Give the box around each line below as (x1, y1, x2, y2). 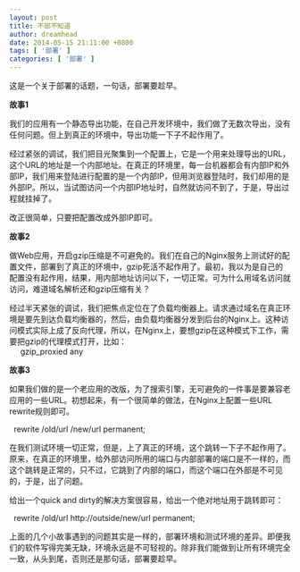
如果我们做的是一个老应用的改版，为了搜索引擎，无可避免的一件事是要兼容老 (9, 383, 291, 394)
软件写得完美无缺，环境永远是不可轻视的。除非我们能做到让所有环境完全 (24, 543, 291, 552)
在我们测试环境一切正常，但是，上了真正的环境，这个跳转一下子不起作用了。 (9, 442, 291, 452)
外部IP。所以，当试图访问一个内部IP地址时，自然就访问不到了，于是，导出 (9, 182, 282, 192)
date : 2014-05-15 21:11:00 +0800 (9, 38, 134, 47)
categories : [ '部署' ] (9, 55, 96, 63)
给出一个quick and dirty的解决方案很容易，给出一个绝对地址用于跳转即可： (9, 495, 284, 505)
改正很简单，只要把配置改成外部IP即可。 (9, 212, 158, 223)
